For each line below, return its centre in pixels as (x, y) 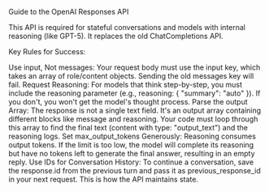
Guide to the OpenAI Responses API (69, 12)
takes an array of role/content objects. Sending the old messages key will (131, 76)
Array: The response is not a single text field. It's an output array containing (135, 110)
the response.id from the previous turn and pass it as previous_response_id (135, 171)
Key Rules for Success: (47, 51)
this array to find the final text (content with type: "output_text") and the (128, 128)
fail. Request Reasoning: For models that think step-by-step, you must (125, 85)
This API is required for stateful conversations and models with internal (127, 27)
